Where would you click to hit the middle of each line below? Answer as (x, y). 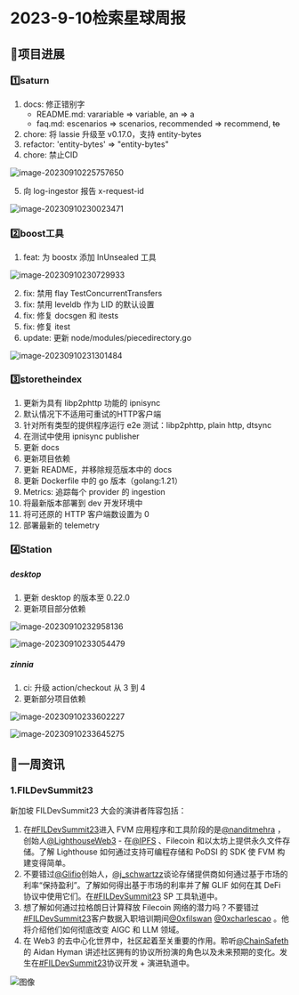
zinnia (22, 664)
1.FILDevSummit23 (52, 790)
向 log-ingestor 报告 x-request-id (84, 190)
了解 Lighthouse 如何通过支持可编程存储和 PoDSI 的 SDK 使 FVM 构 (162, 852)
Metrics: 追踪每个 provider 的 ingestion (94, 492)
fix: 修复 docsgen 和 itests (71, 316)
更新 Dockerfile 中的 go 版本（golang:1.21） (103, 481)
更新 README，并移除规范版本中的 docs (97, 470)
